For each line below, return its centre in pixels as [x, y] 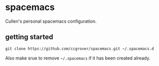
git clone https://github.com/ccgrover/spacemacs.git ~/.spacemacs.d [80, 49]
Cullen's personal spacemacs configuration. [51, 21]
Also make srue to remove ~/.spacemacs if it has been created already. [78, 58]
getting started [29, 37]
